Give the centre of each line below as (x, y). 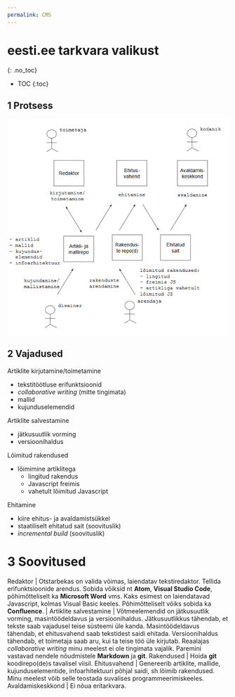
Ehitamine (22, 504)
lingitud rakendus (53, 476)
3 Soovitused (47, 561)
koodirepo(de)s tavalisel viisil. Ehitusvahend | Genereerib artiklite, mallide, (114, 663)
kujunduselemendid (46, 407)
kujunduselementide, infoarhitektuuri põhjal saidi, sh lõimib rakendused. (111, 670)
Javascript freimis (54, 483)
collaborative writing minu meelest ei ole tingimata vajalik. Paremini (105, 648)
